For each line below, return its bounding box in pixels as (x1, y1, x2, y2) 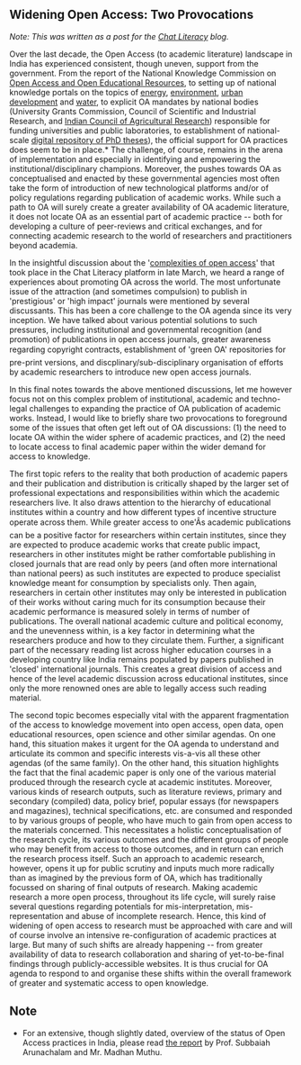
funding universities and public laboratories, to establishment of (9, 125, 245, 136)
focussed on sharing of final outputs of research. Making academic (9, 881, 259, 892)
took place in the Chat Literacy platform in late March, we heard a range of (9, 266, 285, 277)
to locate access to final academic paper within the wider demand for (9, 441, 267, 452)
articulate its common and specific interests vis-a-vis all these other (9, 747, 261, 759)
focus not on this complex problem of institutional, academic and (9, 393, 250, 404)
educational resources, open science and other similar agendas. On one (9, 728, 276, 739)
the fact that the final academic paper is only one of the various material (9, 767, 277, 778)
